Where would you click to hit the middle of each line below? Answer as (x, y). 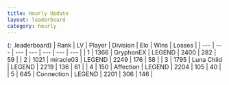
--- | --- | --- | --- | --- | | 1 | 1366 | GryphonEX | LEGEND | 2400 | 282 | (116, 52)
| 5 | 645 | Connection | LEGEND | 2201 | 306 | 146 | (80, 74)
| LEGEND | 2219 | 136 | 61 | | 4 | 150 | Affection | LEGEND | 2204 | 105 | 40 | (114, 67)
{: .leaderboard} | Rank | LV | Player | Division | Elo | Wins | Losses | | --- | (111, 46)
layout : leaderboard (37, 20)
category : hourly (32, 26)
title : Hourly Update (38, 13)
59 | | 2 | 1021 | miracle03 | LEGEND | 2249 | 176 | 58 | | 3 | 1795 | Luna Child (115, 60)
